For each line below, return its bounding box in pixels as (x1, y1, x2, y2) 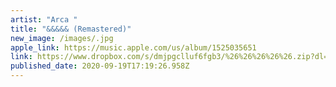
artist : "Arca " (10, 14, 78, 25)
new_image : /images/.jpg (10, 33, 114, 43)
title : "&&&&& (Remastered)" (10, 24, 132, 34)
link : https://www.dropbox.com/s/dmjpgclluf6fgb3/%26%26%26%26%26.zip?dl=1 (10, 52, 333, 62)
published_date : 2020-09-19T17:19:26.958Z (10, 61, 190, 71)
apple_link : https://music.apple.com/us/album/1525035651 (10, 42, 257, 53)
